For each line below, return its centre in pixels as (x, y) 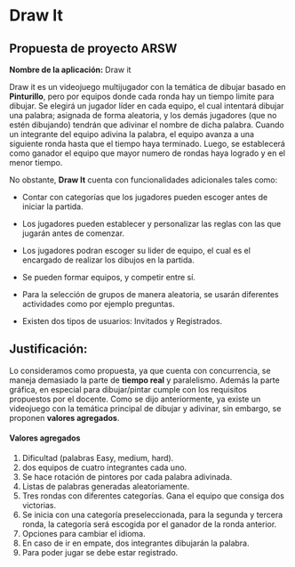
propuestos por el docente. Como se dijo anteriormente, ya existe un (135, 399)
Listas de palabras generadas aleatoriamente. (106, 487)
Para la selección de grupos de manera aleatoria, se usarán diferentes (150, 294)
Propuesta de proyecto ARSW (93, 49)
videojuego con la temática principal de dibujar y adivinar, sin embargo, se (145, 408)
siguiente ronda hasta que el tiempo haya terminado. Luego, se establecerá (147, 144)
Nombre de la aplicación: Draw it (70, 69)
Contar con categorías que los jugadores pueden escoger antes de (145, 197)
